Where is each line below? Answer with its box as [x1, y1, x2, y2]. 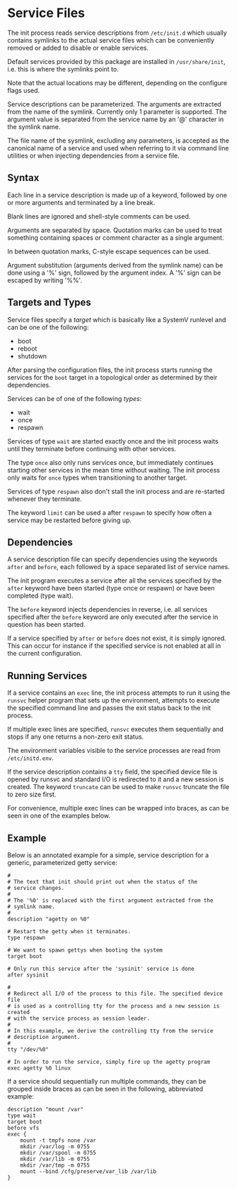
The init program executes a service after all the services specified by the [7, 576, 222, 585]
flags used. [7, 86, 40, 94]
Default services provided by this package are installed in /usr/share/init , [7, 57, 226, 65]
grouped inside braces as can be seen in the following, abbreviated [7, 1084, 204, 1093]
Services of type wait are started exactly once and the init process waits [7, 436, 219, 445]
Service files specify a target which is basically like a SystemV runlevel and [7, 315, 226, 324]
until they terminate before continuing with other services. [7, 444, 177, 453]
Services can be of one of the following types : [7, 394, 142, 402]
